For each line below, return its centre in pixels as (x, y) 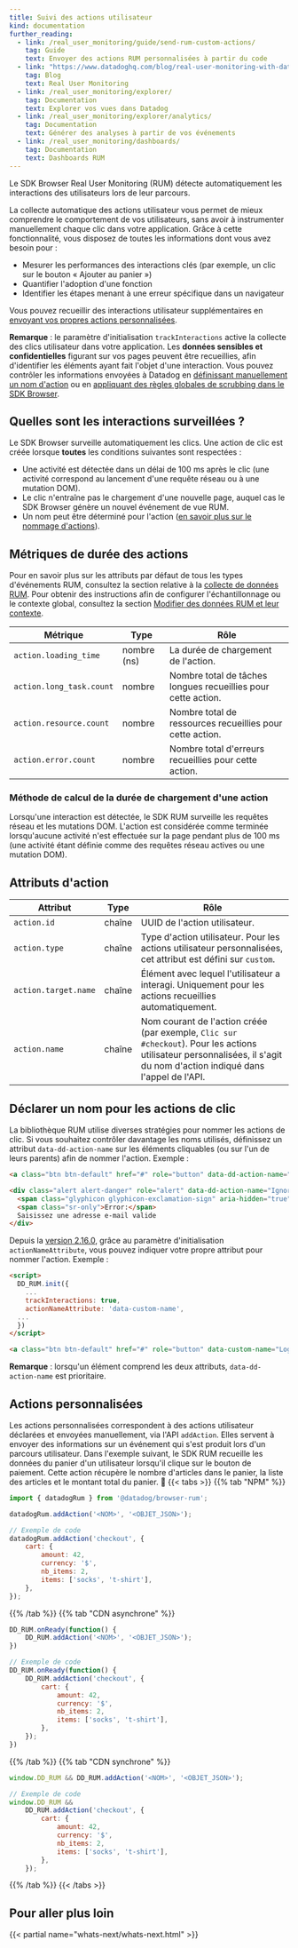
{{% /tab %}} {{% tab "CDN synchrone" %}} (90, 1761)
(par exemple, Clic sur (189, 1033)
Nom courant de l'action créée (204, 1022)
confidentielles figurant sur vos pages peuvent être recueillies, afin (133, 355)
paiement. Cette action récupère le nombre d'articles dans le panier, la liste (146, 1472)
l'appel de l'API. (173, 1077)
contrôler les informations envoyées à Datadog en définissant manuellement (149, 375)
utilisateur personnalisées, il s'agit (211, 1055)
